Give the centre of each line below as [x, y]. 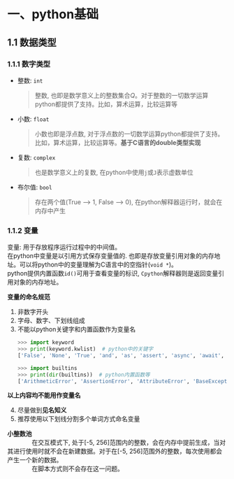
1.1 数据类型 [32, 42]
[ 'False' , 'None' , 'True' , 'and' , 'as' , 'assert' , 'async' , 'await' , [121, 355]
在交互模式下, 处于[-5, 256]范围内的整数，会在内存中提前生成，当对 [129, 443]
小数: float [33, 119]
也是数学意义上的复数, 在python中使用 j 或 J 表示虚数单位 [114, 172]
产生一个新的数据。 [35, 460]
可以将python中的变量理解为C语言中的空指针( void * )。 [98, 265]
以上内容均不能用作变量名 [44, 395]
